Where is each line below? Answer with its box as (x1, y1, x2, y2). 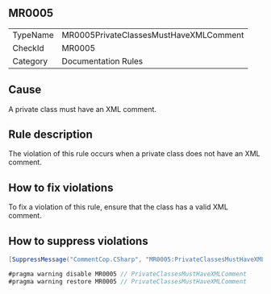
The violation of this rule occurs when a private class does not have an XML (8, 149, 261, 159)
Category (12, 56, 48, 67)
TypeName (12, 29, 54, 40)
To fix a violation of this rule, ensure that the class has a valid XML (8, 202, 228, 212)
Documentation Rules (61, 56, 144, 67)
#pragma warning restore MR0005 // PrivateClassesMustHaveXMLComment (8, 277, 248, 285)
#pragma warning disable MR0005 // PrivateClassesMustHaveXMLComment (8, 270, 248, 278)
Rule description (8, 128, 93, 142)
